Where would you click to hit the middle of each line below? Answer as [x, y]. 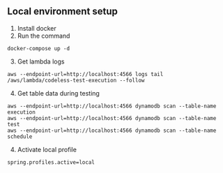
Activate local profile [47, 149]
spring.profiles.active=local [51, 162]
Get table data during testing [58, 93]
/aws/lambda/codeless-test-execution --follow [76, 80]
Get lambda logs [41, 61]
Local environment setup [63, 12]
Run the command [44, 36]
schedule [20, 136]
